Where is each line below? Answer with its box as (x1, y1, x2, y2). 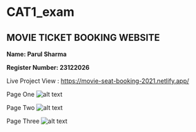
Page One (6, 91, 35, 98)
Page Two (6, 104, 35, 111)
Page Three (6, 117, 40, 125)
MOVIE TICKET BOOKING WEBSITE (6, 32, 160, 44)
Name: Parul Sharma (6, 50, 67, 58)
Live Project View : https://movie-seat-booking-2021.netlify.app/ (6, 77, 190, 85)
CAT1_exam (6, 4, 75, 20)
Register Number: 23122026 (6, 64, 90, 71)
